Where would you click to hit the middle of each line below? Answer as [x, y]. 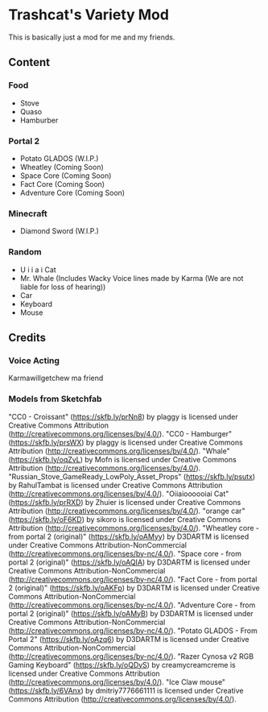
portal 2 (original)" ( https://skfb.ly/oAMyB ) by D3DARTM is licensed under [131, 613]
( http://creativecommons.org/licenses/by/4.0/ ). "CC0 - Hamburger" [120, 433]
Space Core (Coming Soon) [66, 176]
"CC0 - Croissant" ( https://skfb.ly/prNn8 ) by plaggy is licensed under [124, 416]
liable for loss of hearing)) [63, 287]
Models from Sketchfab [55, 399]
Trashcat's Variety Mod [89, 15]
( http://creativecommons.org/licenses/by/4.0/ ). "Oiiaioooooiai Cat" [119, 494]
